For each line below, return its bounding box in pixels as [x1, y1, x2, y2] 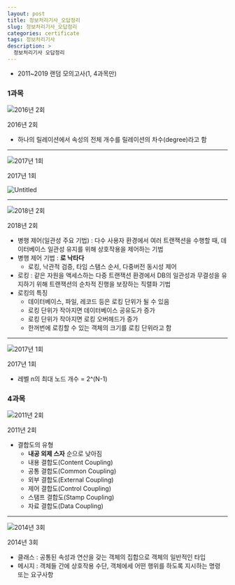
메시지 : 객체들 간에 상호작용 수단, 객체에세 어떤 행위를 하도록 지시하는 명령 [17, 562, 221, 570]
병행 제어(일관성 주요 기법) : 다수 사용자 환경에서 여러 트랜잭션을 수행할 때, [17, 236, 220, 245]
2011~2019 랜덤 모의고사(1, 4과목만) [17, 69, 117, 78]
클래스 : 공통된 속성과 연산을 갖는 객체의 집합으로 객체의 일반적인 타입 [17, 553, 206, 561]
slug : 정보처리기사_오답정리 [7, 23, 78, 30]
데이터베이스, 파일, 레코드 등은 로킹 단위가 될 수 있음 [27, 298, 170, 306]
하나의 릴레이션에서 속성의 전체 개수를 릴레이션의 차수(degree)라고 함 [17, 136, 208, 144]
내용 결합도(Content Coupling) [27, 458, 113, 467]
